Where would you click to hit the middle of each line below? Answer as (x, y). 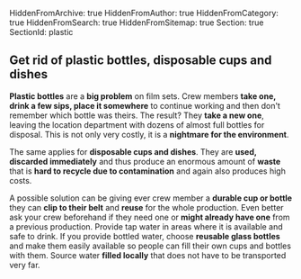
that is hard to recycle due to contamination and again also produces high (147, 171)
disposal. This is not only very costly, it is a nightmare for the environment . (149, 134)
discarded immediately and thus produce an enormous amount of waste (145, 161)
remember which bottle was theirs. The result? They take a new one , (137, 115)
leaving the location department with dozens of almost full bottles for (137, 124)
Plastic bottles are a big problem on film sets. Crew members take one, (143, 96)
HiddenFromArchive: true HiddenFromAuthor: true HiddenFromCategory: (144, 13)
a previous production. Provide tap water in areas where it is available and (146, 226)
